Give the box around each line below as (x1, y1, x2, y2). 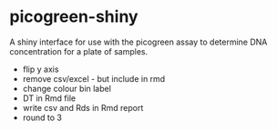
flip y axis (22, 64, 59, 75)
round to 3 (22, 112, 62, 123)
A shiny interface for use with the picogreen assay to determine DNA (9, 36, 268, 47)
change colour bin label (22, 83, 112, 94)
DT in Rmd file (22, 93, 76, 104)
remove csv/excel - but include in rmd (22, 73, 166, 84)
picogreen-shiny (9, 6, 138, 27)
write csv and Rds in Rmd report (22, 102, 144, 113)
